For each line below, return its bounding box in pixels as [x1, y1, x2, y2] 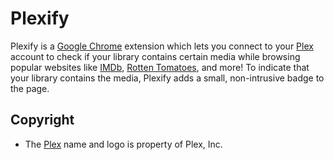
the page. [10, 82, 50, 94]
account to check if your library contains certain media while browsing [10, 50, 301, 62]
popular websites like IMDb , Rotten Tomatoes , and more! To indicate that [10, 61, 310, 73]
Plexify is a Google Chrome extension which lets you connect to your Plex [10, 40, 314, 52]
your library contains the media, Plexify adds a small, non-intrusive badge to [10, 72, 325, 84]
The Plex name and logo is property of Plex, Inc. [24, 138, 223, 150]
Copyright [10, 112, 75, 129]
